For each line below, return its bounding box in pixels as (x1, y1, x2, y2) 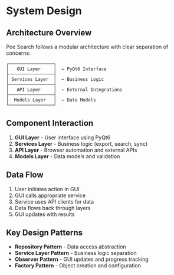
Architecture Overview (6, 28, 92, 38)
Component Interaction (6, 118, 94, 128)
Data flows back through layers (14, 204, 91, 211)
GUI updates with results (14, 211, 75, 218)
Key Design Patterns (6, 228, 83, 238)
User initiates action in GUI (14, 185, 80, 192)
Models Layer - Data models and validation (14, 152, 120, 160)
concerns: (6, 50, 31, 57)
